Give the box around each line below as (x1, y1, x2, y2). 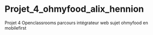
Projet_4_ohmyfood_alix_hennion (4, 3, 144, 15)
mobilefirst (4, 25, 27, 31)
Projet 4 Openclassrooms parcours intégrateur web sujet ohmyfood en (4, 20, 149, 26)
